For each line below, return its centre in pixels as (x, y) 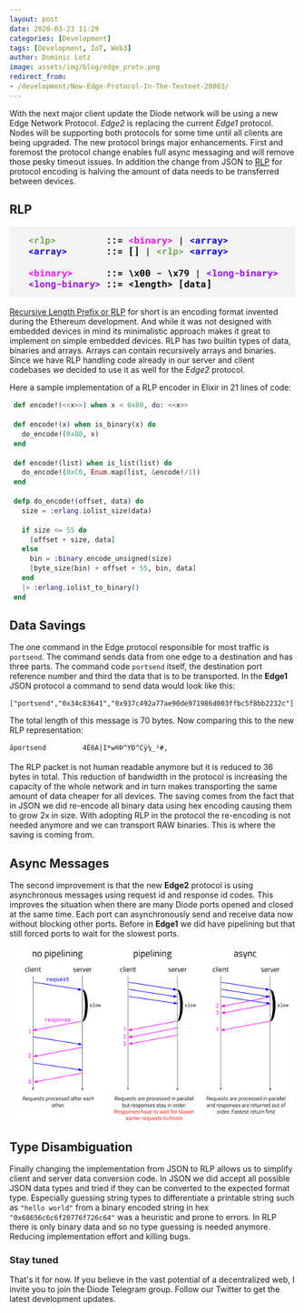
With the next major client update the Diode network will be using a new (144, 113)
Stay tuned (34, 1260)
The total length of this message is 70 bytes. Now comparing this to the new (152, 721)
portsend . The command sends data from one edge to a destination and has (151, 657)
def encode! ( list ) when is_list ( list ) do (93, 463)
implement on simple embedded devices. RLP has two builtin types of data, (150, 341)
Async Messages (59, 863)
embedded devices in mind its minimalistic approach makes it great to (140, 331)
